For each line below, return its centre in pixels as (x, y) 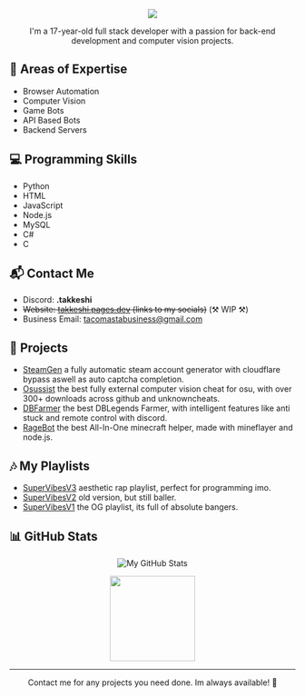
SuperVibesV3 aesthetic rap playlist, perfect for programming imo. (147, 488)
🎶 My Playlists (50, 466)
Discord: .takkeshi (57, 300)
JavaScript (43, 205)
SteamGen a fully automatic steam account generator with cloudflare (152, 370)
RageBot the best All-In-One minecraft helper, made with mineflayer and (157, 428)
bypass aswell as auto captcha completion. (103, 379)
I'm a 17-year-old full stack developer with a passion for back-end (152, 31)
